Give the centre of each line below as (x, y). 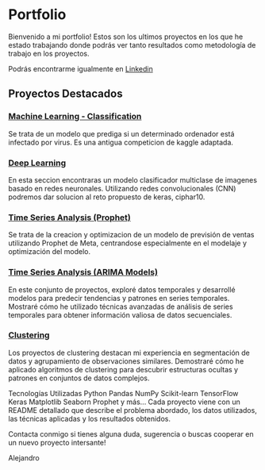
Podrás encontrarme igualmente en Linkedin (81, 68)
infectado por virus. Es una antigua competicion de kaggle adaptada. (121, 142)
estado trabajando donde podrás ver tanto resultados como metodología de (132, 44)
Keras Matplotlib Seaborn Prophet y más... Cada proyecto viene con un (124, 402)
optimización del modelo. (50, 252)
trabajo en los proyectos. (49, 53)
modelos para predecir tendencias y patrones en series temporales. (119, 298)
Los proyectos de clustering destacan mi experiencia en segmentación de (129, 352)
